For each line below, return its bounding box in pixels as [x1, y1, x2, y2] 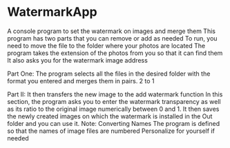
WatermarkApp [7, 4, 98, 20]
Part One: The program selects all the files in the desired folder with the [7, 70, 211, 78]
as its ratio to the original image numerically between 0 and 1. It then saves [7, 105, 220, 113]
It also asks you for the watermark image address [7, 56, 148, 64]
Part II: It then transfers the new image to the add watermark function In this [7, 90, 223, 98]
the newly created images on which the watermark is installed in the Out [7, 112, 213, 120]
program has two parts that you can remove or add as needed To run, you [7, 34, 218, 42]
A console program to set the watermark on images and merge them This [7, 27, 216, 35]
